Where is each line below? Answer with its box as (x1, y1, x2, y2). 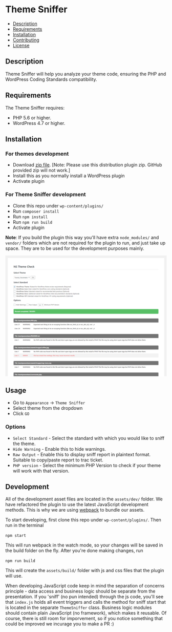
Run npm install (12, 214, 48, 220)
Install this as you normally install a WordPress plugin (12, 173, 125, 179)
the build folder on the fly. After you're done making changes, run (5, 547, 143, 554)
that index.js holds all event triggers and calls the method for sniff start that (5, 599, 166, 605)
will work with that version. (12, 468, 70, 474)
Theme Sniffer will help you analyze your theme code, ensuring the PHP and (5, 71, 166, 77)
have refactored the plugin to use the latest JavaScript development (5, 501, 148, 508)
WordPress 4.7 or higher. (12, 120, 66, 126)
